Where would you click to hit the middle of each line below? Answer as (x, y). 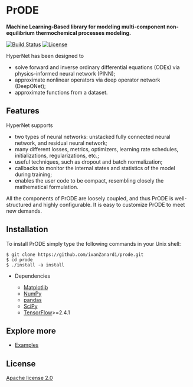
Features (23, 111)
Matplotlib (36, 287)
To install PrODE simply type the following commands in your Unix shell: (94, 243)
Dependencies (32, 276)
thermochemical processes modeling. (84, 32)
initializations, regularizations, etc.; (57, 155)
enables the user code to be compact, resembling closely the (89, 180)
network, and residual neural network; (61, 143)
